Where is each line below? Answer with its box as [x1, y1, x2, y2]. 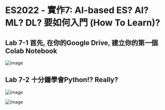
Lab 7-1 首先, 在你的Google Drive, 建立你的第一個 [5, 38, 158, 47]
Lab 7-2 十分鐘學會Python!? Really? [5, 75, 118, 84]
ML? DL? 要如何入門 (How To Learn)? [5, 17, 160, 28]
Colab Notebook [5, 46, 57, 55]
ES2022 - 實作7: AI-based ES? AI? [5, 4, 149, 16]
